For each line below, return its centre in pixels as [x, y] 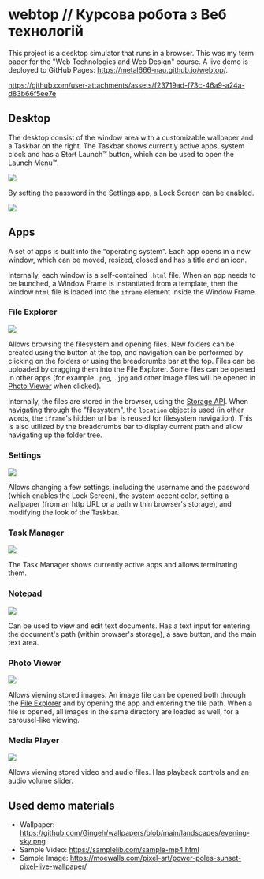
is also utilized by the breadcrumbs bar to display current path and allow [125, 426]
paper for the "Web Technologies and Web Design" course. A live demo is [128, 62]
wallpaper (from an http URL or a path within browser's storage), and [120, 504]
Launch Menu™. [33, 163]
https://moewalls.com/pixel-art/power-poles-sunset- [156, 858]
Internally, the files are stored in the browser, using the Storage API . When [128, 401]
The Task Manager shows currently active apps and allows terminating [123, 565]
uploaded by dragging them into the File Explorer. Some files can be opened [132, 369]
